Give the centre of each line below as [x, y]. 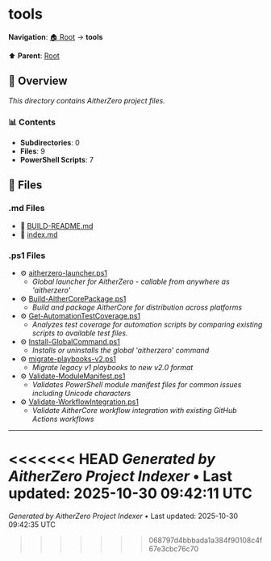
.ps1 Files [27, 255]
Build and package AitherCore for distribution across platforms [137, 307]
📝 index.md [39, 234]
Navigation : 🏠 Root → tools [56, 36]
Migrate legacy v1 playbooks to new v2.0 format [113, 368]
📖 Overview [38, 81]
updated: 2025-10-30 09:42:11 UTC [130, 494]
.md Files [27, 209]
